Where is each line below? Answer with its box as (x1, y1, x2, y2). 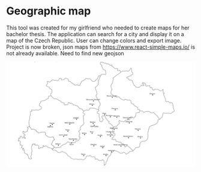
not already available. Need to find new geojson (6, 49, 124, 57)
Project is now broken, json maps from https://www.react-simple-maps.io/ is (6, 43, 196, 51)
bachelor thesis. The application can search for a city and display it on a (6, 30, 184, 37)
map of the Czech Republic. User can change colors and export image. (6, 37, 182, 44)
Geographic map (6, 4, 91, 18)
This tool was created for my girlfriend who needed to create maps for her (6, 24, 190, 31)
